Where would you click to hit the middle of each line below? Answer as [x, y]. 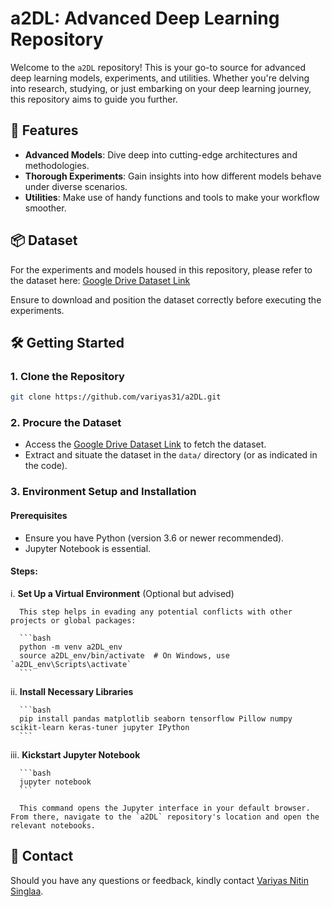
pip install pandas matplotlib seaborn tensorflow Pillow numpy [156, 718]
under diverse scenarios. [76, 186]
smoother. [45, 208]
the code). [46, 466]
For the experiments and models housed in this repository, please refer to [161, 269]
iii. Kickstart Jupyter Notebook [75, 754]
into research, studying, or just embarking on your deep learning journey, [161, 88]
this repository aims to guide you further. [94, 99]
